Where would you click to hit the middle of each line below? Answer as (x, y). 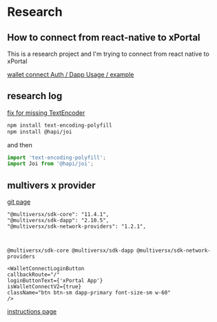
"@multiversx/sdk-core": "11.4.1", (58, 215)
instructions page (32, 312)
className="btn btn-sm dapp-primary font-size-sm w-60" (89, 293)
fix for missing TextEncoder (46, 112)
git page (19, 202)
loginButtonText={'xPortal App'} (55, 281)
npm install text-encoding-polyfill (60, 125)
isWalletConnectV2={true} (44, 287)
